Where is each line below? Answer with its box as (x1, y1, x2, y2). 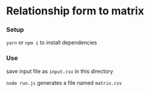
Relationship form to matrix (6, 4, 145, 18)
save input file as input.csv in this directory (6, 68, 114, 75)
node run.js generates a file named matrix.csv (6, 79, 123, 86)
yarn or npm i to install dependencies (6, 39, 97, 46)
